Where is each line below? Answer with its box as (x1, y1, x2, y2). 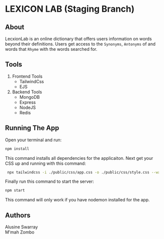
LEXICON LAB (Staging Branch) (5, 3, 135, 15)
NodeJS (19, 104, 36, 110)
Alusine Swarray (5, 224, 38, 230)
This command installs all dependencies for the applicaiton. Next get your (5, 155, 153, 161)
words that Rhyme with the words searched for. (5, 46, 98, 52)
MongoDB (19, 94, 40, 100)
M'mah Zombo (5, 229, 35, 235)
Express (19, 99, 36, 105)
